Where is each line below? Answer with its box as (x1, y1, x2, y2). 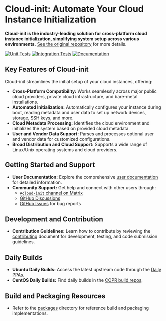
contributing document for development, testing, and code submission (12, 233, 158, 240)
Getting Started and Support (5, 161, 95, 169)
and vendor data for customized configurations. (12, 136, 111, 142)
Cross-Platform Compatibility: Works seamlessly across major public (12, 88, 157, 94)
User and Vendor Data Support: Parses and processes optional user (12, 131, 154, 137)
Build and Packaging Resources (5, 292, 106, 300)
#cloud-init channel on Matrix (19, 190, 83, 196)
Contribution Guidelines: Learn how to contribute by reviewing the (12, 228, 151, 234)
